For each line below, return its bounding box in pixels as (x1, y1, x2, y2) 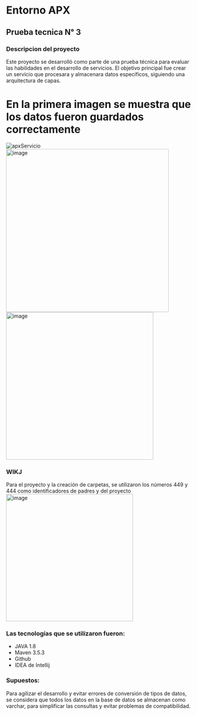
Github (14, 655, 31, 662)
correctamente (6, 123, 81, 136)
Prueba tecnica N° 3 (6, 27, 81, 37)
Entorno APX (6, 4, 71, 17)
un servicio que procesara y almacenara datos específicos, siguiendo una (6, 70, 185, 77)
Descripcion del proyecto (6, 45, 80, 53)
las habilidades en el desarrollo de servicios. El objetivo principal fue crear (6, 64, 186, 71)
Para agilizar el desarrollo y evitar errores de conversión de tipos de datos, (6, 690, 187, 697)
